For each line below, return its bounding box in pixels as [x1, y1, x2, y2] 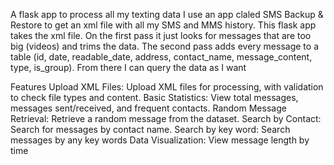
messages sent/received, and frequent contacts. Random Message [10, 102, 287, 114]
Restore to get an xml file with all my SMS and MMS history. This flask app [10, 19, 317, 31]
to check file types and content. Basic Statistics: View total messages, [10, 92, 299, 103]
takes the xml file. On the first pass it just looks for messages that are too [10, 30, 312, 41]
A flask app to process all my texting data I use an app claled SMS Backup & [10, 9, 324, 20]
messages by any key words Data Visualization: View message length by [10, 134, 310, 146]
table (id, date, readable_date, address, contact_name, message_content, [10, 51, 313, 63]
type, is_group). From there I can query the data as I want [10, 62, 247, 73]
